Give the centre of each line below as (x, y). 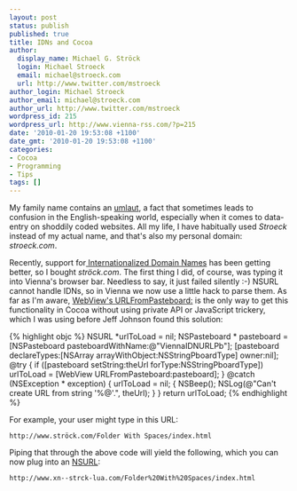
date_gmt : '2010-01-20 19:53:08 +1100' (83, 141)
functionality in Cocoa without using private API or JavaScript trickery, (137, 310)
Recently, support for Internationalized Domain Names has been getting (140, 263)
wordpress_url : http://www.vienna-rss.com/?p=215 (103, 125)
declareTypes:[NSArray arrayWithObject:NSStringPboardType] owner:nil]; (144, 355)
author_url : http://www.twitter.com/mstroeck (94, 108)
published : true (39, 34)
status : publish (39, 26)
